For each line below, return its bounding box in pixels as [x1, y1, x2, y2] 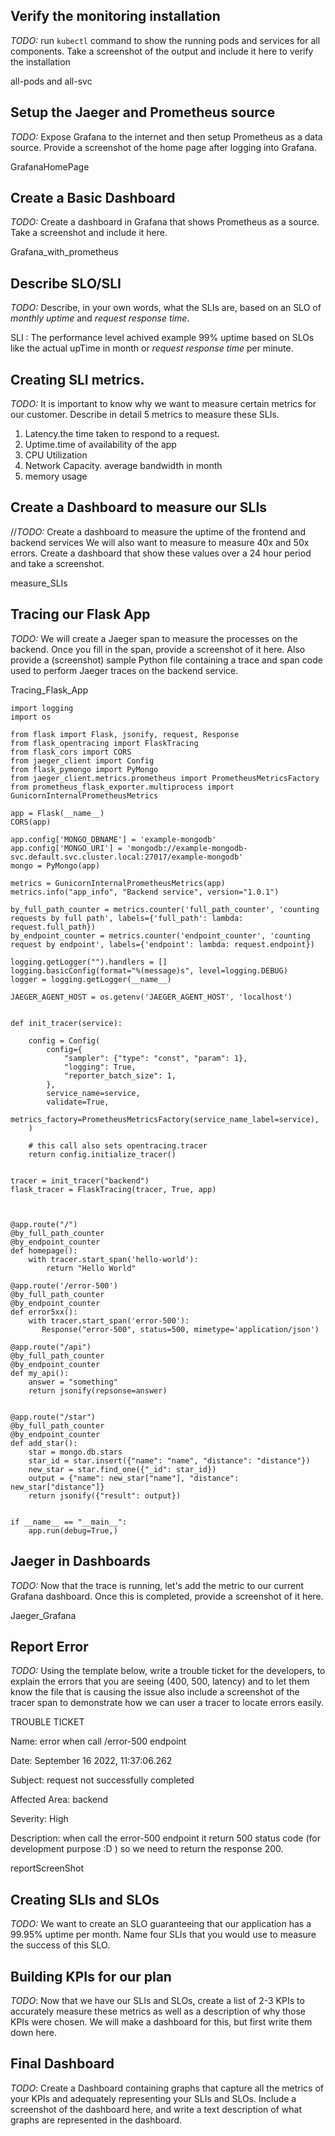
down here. [10, 2026, 58, 2038]
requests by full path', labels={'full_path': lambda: [10, 913, 244, 923]
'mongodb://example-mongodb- [126, 843, 248, 853]
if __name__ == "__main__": [10, 1517, 128, 1527]
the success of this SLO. [10, 1939, 111, 1951]
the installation [10, 55, 71, 68]
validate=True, [46, 1097, 110, 1107]
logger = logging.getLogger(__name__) [10, 974, 172, 984]
